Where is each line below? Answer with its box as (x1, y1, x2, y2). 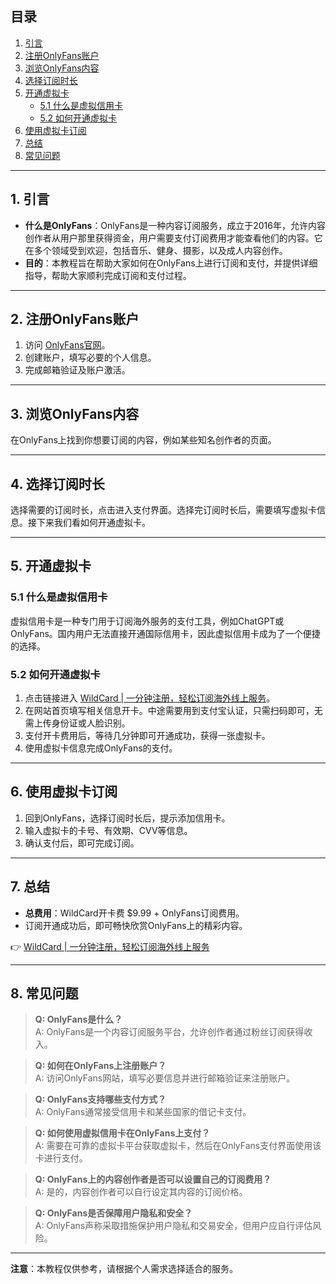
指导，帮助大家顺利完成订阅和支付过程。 (24, 269, 192, 281)
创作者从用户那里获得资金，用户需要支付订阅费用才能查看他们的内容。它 (24, 232, 323, 244)
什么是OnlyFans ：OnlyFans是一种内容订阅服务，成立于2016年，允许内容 (24, 219, 326, 231)
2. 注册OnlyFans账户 (10, 311, 140, 328)
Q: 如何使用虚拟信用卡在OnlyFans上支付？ (34, 1127, 211, 1139)
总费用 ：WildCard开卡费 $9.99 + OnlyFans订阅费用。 (24, 907, 245, 919)
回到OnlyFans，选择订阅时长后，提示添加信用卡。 (24, 812, 231, 824)
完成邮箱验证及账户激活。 (24, 364, 131, 376)
